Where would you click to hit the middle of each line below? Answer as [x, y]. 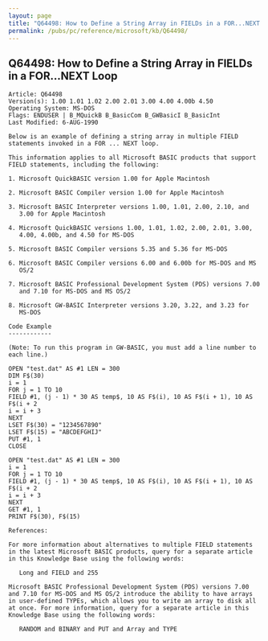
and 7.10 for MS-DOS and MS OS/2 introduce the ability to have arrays [130, 594]
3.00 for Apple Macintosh [62, 214]
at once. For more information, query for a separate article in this [129, 608]
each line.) [28, 355]
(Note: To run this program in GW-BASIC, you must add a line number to [132, 348]
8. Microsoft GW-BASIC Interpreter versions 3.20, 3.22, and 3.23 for [129, 306]
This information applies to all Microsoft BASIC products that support [132, 158]
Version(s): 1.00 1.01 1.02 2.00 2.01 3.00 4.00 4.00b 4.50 [111, 101]
